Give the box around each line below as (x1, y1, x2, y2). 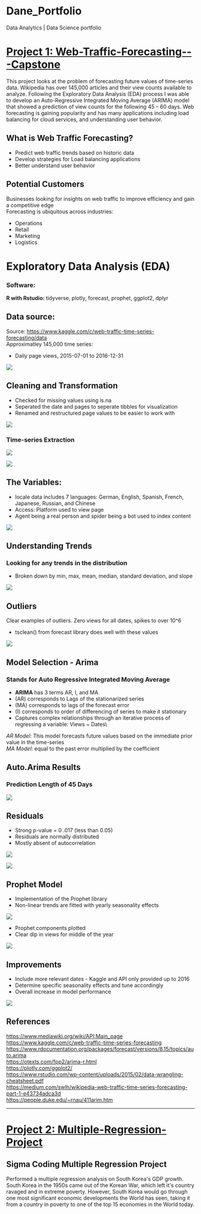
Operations (14, 219, 43, 227)
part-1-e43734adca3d (6, 1089, 61, 1097)
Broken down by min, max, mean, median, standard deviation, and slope (14, 572, 193, 579)
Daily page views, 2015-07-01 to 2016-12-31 (14, 352, 124, 359)
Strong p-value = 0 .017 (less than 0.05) (14, 827, 113, 834)
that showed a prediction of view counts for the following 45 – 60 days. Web (6, 103, 194, 110)
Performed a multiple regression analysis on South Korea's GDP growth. (6, 1175, 184, 1182)
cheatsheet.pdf (6, 1077, 44, 1084)
